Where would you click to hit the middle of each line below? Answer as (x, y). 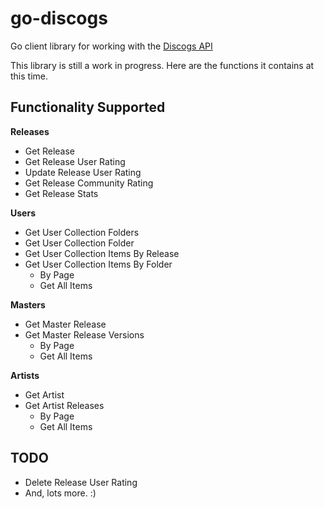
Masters (28, 304)
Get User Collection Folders (82, 232)
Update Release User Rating (83, 172)
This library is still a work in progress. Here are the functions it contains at (162, 65)
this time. (29, 76)
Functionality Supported (88, 107)
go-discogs (59, 18)
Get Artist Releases (64, 405)
